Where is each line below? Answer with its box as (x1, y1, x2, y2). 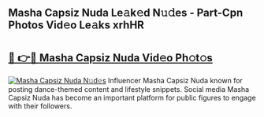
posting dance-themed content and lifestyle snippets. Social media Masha (8, 85, 250, 93)
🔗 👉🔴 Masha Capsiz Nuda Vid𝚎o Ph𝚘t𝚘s (8, 51, 213, 64)
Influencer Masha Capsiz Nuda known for (107, 76, 243, 85)
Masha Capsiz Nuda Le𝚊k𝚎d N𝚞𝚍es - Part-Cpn (8, 6, 244, 20)
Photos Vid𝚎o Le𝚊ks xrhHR (8, 19, 144, 32)
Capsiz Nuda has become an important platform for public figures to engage (8, 93, 256, 102)
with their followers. (8, 101, 73, 111)
